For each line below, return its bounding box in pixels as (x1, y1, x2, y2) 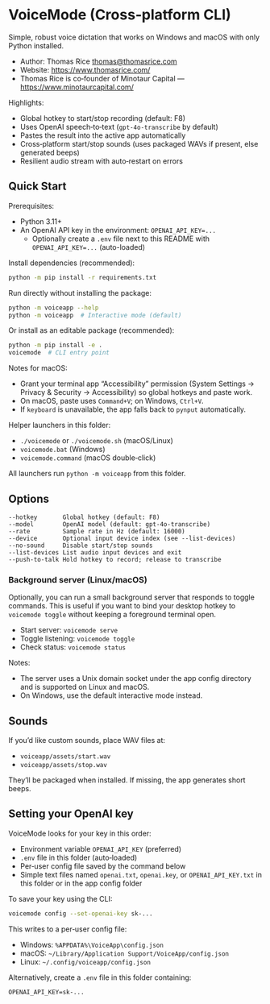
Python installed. (8, 40, 64, 50)
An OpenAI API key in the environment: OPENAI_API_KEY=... (19, 225, 216, 234)
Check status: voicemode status (19, 642, 127, 652)
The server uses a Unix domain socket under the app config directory (19, 674, 251, 683)
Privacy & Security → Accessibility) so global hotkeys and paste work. (19, 388, 252, 397)
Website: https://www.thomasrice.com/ (19, 64, 151, 74)
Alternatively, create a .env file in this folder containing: (8, 973, 192, 982)
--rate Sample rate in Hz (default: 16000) (8, 527, 185, 535)
